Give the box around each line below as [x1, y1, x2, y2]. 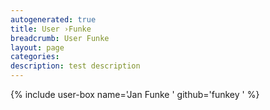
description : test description [10, 61, 141, 71]
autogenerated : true [10, 14, 97, 25]
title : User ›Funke [10, 24, 92, 34]
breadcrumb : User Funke [10, 33, 110, 43]
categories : [10, 52, 60, 62]
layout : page [10, 42, 65, 53]
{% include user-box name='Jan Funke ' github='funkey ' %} [10, 89, 260, 100]
